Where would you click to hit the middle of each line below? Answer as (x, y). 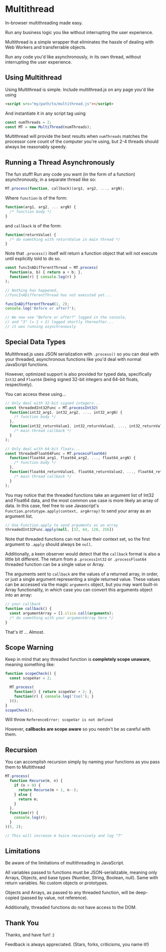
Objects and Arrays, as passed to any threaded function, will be (70, 893)
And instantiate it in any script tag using (45, 113)
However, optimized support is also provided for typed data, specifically (78, 374)
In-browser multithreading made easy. (44, 23)
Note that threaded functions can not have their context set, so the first (78, 539)
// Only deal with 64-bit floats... (43, 449)
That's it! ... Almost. (25, 632)
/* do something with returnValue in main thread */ (65, 239)
